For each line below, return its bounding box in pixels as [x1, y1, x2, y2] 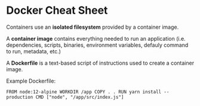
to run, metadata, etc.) [6, 47, 61, 54]
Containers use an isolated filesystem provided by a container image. [6, 23, 179, 31]
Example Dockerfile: [6, 77, 56, 84]
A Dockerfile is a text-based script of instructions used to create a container [6, 59, 195, 66]
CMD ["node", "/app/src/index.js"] [35, 94, 124, 100]
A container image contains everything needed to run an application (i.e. [6, 35, 186, 42]
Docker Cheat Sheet [6, 4, 108, 17]
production [6, 94, 33, 100]
